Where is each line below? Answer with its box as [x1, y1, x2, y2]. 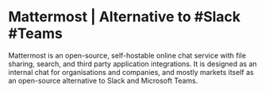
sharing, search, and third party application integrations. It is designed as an [8, 59, 258, 69]
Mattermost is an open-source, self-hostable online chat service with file [8, 50, 247, 60]
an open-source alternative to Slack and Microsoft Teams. [8, 76, 198, 85]
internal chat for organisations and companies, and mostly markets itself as [8, 67, 254, 76]
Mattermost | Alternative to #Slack [8, 8, 241, 26]
